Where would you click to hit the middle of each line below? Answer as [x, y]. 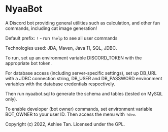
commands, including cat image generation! [51, 28]
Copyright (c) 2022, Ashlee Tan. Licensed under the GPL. [65, 124]
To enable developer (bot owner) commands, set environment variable [79, 109]
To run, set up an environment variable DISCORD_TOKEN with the [74, 58]
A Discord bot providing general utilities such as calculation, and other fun [83, 23]
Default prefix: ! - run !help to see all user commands [61, 38]
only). [11, 99]
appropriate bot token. [29, 63]
